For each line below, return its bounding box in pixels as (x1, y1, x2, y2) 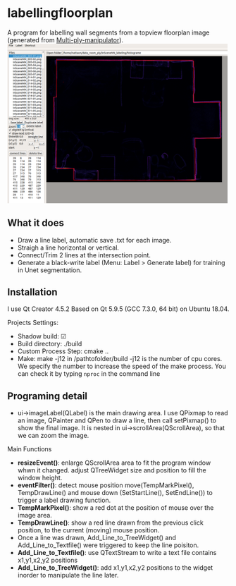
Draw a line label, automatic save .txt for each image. (17, 236, 172, 244)
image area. (17, 511, 53, 520)
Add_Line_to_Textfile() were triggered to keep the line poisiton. (17, 541, 199, 549)
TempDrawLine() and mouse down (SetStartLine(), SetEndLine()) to (17, 489, 213, 497)
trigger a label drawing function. (17, 496, 111, 505)
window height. (17, 474, 63, 482)
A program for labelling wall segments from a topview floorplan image (7, 28, 210, 37)
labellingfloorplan (7, 5, 113, 21)
